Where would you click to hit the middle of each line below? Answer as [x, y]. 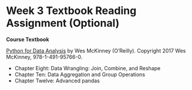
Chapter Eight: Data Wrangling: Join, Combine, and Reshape [87, 68]
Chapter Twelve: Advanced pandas [57, 81]
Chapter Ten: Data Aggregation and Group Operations [80, 74]
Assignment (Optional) [63, 23]
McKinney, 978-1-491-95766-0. [44, 57]
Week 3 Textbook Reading [71, 11]
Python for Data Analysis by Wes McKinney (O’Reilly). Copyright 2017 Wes [96, 50]
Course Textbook [28, 39]
